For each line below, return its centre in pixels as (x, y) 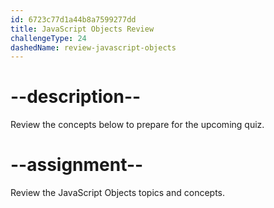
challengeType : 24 (48, 38)
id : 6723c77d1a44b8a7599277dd (73, 19)
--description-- (76, 97)
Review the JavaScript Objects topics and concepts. (118, 193)
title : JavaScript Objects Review (82, 29)
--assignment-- (77, 165)
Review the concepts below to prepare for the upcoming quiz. (137, 125)
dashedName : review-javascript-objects (93, 47)
